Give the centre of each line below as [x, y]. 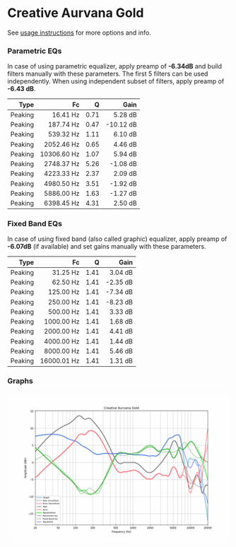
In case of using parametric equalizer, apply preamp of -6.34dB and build [115, 66]
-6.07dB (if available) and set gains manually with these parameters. [107, 247]
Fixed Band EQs [35, 223]
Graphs [20, 381]
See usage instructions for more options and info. [79, 33]
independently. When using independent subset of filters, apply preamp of [116, 81]
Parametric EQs [35, 51]
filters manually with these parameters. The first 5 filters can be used [108, 74]
